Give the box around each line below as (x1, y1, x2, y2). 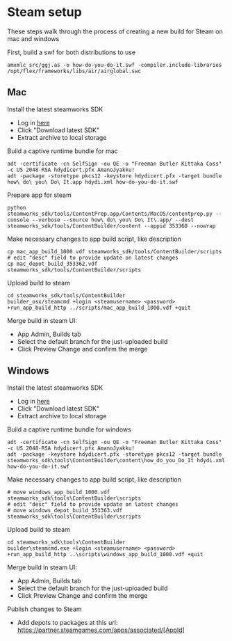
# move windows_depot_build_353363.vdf (7, 507, 123, 514)
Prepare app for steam (7, 191, 72, 199)
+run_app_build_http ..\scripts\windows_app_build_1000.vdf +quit (7, 551, 204, 557)
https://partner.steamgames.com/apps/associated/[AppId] (17, 626, 185, 634)
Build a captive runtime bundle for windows (7, 425, 132, 434)
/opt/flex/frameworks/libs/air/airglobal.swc (7, 68, 141, 74)
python (7, 204, 26, 211)
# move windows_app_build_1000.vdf (7, 489, 110, 496)
